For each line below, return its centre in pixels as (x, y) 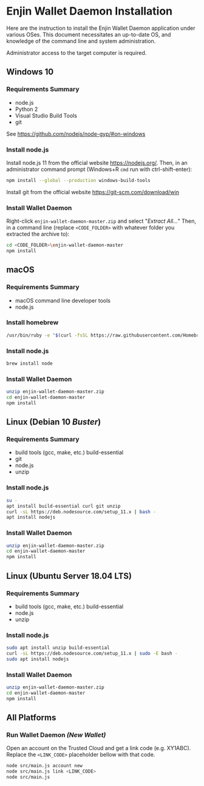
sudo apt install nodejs (38, 659)
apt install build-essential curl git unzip (63, 506)
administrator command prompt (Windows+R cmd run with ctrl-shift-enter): (99, 169)
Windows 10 (30, 72)
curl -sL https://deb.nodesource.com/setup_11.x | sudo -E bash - (92, 654)
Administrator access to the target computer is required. (76, 52)
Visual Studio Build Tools (46, 115)
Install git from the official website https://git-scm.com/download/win (93, 192)
